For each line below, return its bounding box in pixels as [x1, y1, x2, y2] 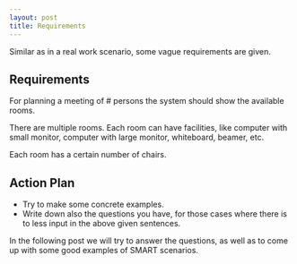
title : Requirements [9, 21, 87, 30]
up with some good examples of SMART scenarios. [9, 245, 199, 256]
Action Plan [9, 175, 75, 191]
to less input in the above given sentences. [22, 218, 181, 229]
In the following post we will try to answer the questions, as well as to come [9, 235, 289, 246]
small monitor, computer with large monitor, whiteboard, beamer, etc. [9, 132, 265, 143]
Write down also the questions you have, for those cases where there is [22, 209, 287, 219]
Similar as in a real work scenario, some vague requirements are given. [9, 46, 272, 56]
